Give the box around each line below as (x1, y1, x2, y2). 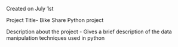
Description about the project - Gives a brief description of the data (6, 28, 172, 35)
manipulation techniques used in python (6, 35, 105, 41)
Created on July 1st (6, 5, 54, 12)
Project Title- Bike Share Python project (6, 17, 104, 23)
